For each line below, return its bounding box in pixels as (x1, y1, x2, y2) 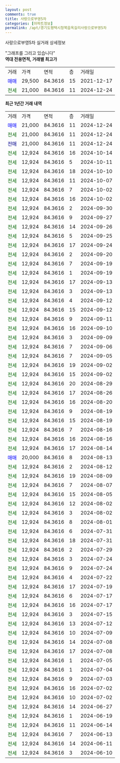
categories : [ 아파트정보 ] (5, 21, 53, 26)
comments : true (5, 12, 36, 17)
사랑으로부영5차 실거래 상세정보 (5, 40, 66, 46)
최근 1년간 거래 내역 (5, 100, 42, 106)
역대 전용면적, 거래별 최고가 (5, 56, 58, 62)
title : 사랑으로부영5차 (5, 16, 47, 21)
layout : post (5, 7, 32, 12)
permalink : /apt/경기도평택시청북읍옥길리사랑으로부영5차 (5, 26, 107, 31)
